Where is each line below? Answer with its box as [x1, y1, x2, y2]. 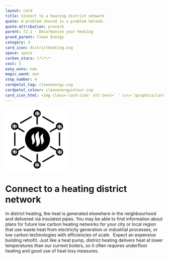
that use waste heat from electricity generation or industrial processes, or [5, 226, 158, 232]
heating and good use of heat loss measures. [5, 247, 99, 253]
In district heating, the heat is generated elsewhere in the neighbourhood [5, 210, 157, 216]
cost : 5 [5, 61, 22, 66]
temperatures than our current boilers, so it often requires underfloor [5, 242, 148, 248]
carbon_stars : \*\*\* [5, 56, 51, 61]
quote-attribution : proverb [5, 24, 64, 29]
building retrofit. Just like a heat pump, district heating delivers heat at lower [5, 237, 163, 243]
